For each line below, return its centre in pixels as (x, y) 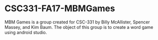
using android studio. (26, 32)
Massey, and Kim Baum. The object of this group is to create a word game (79, 27)
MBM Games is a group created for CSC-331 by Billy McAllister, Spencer (77, 22)
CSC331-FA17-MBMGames (60, 9)
